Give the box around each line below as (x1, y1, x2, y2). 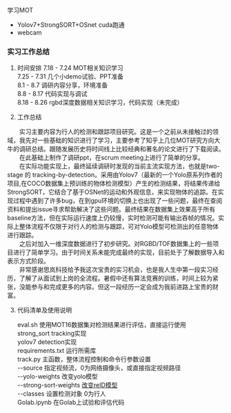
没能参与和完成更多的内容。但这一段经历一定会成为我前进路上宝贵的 (19, 283, 212, 291)
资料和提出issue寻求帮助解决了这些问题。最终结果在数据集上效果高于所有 (7, 205, 216, 214)
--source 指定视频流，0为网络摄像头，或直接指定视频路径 (17, 364, 181, 372)
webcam (17, 28, 42, 37)
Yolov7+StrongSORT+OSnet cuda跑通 (17, 21, 125, 29)
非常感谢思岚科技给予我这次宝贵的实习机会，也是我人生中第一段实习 (19, 265, 212, 274)
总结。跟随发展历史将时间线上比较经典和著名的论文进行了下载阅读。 (30, 145, 225, 153)
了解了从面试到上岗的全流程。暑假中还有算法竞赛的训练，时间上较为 (19, 274, 212, 283)
